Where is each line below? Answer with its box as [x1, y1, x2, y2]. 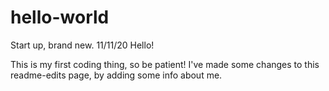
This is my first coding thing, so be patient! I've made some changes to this [10, 58, 320, 70]
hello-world [10, 6, 110, 29]
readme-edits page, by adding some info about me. [10, 69, 223, 81]
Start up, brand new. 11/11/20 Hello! [10, 39, 155, 51]
